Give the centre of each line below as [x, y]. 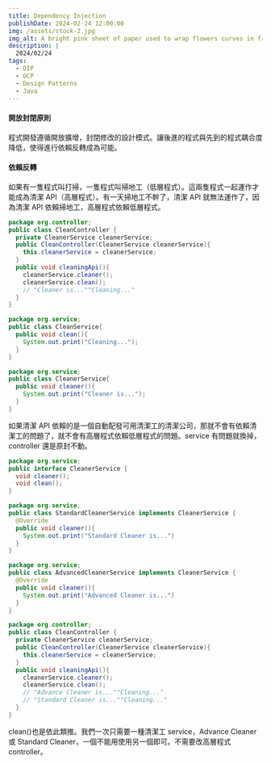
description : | [34, 46]
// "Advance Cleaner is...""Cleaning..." [93, 693]
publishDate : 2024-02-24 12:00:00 [67, 23]
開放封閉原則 [29, 117]
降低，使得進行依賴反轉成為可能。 [65, 147]
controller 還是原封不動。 [50, 446]
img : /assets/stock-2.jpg [52, 31]
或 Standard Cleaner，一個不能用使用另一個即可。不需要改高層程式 [120, 741]
